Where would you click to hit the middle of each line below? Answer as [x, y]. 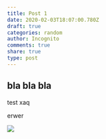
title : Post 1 [27, 13]
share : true [24, 52]
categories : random [35, 33]
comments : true [29, 45]
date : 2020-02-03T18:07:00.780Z [53, 20]
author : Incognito [33, 39]
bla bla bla [29, 86]
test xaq [18, 102]
